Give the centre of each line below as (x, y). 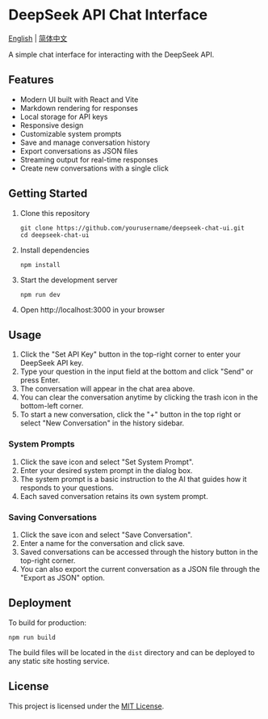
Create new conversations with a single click (94, 168)
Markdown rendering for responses (79, 108)
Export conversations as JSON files (79, 150)
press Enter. (40, 380)
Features (31, 80)
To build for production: (48, 622)
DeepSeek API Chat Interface (108, 15)
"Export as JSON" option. (62, 577)
